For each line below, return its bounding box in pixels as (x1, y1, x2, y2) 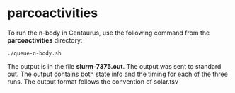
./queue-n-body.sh (7, 50, 62, 57)
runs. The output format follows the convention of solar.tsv (7, 77, 179, 86)
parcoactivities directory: (7, 35, 83, 44)
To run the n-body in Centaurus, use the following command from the (7, 28, 210, 37)
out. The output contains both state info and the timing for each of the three (7, 70, 228, 78)
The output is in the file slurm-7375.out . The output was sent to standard (7, 62, 222, 70)
